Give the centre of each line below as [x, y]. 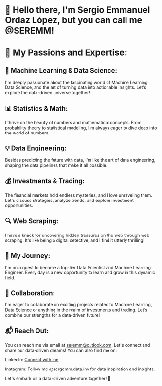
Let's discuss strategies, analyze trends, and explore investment [69, 200]
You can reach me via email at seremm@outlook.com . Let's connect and [78, 345]
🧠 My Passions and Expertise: [66, 53]
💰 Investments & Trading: [45, 181]
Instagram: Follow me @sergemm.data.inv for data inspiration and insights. [80, 369]
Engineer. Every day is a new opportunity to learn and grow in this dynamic [80, 273]
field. [10, 278]
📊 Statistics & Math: [36, 109]
